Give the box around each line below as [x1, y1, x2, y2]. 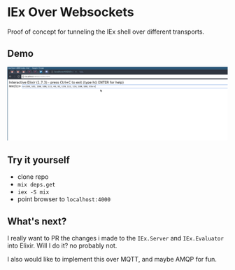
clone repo [17, 173, 49, 181]
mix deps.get [17, 182, 56, 189]
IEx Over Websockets [7, 4, 134, 20]
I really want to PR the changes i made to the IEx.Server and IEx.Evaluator [7, 234, 224, 243]
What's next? [7, 215, 67, 227]
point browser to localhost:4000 [17, 195, 111, 203]
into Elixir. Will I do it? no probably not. [7, 241, 117, 250]
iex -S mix [17, 189, 50, 196]
